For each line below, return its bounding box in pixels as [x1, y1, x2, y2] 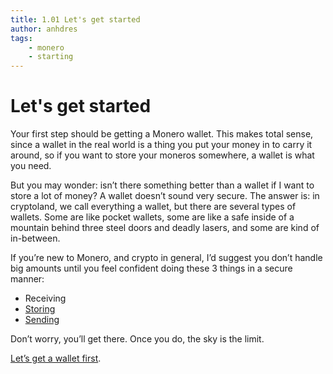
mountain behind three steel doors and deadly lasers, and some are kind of [10, 222, 320, 234]
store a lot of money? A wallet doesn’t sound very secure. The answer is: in [10, 190, 320, 202]
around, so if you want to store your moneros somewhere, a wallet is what [10, 149, 315, 161]
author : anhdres [10, 24, 78, 34]
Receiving [24, 292, 67, 305]
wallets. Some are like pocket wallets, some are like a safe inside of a [10, 211, 295, 223]
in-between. [10, 232, 61, 245]
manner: [10, 273, 45, 285]
